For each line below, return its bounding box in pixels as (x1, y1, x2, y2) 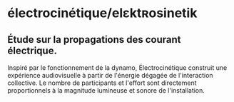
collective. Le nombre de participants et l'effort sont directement (7, 78, 198, 87)
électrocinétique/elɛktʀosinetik (7, 5, 198, 21)
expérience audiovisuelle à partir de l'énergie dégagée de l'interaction (7, 71, 213, 79)
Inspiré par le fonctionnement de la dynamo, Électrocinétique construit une (7, 63, 228, 72)
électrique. (7, 44, 57, 56)
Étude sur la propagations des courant (7, 34, 181, 46)
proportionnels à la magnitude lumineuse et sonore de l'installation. (7, 86, 205, 94)
